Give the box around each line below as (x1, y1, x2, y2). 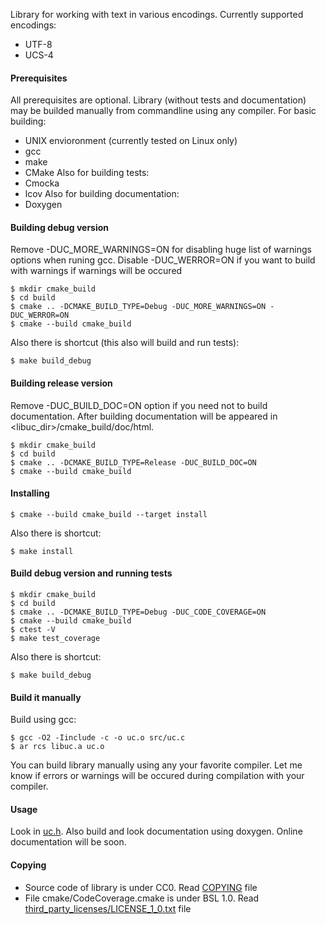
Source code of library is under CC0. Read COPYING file (24, 881, 258, 893)
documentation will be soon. (10, 836, 127, 848)
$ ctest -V (10, 625, 56, 635)
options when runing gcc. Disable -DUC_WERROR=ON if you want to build (10, 254, 316, 266)
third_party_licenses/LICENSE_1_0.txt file (24, 902, 192, 914)
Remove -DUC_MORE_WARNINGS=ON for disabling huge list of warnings (10, 244, 313, 256)
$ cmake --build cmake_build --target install (10, 509, 208, 519)
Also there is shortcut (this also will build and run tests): (10, 337, 240, 349)
